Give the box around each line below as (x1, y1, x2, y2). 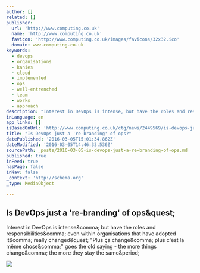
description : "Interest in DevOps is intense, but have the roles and (6, 108, 185, 114)
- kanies (11, 64, 33, 70)
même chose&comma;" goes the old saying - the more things (6, 243, 157, 250)
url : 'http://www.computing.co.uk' (11, 25, 100, 32)
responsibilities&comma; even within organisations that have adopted (6, 230, 177, 237)
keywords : (6, 48, 31, 54)
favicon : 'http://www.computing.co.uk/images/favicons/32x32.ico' (11, 36, 180, 42)
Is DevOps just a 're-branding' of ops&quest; (6, 208, 176, 218)
